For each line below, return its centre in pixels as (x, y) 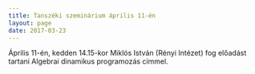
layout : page (30, 23)
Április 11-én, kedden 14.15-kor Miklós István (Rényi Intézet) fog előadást (127, 53)
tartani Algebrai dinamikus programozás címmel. (88, 61)
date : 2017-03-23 (37, 30)
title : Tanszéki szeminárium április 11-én (82, 16)
